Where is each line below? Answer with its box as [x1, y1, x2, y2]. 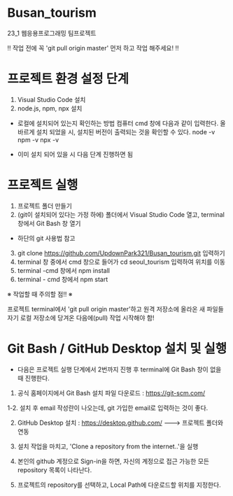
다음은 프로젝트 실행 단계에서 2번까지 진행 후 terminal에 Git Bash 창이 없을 [17, 365, 222, 374]
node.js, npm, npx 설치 [17, 104, 83, 113]
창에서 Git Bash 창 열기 [17, 219, 81, 227]
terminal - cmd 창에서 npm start [17, 275, 108, 283]
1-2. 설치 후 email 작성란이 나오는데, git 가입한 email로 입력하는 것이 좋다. [7, 404, 209, 412]
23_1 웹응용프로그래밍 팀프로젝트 [7, 29, 97, 37]
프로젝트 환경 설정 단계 [7, 71, 129, 87]
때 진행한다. [17, 374, 50, 382]
